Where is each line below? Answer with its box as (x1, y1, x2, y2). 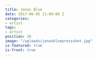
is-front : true (5, 47, 36, 52)
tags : (5, 25, 16, 30)
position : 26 (5, 34, 32, 39)
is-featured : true (5, 43, 42, 48)
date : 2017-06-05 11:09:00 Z (5, 12, 64, 16)
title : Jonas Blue (5, 7, 42, 12)
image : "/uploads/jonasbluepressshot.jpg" (5, 39, 93, 44)
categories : (5, 16, 29, 21)
